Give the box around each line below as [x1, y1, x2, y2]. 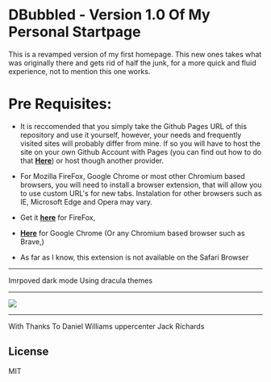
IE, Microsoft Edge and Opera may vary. [19, 197, 153, 206]
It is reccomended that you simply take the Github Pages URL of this [19, 121, 248, 131]
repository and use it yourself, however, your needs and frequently [19, 130, 242, 139]
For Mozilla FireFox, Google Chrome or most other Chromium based [19, 171, 246, 181]
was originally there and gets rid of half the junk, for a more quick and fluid [8, 58, 256, 68]
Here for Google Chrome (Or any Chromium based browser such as [19, 228, 245, 238]
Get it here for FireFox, [19, 212, 96, 222]
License [8, 345, 49, 359]
